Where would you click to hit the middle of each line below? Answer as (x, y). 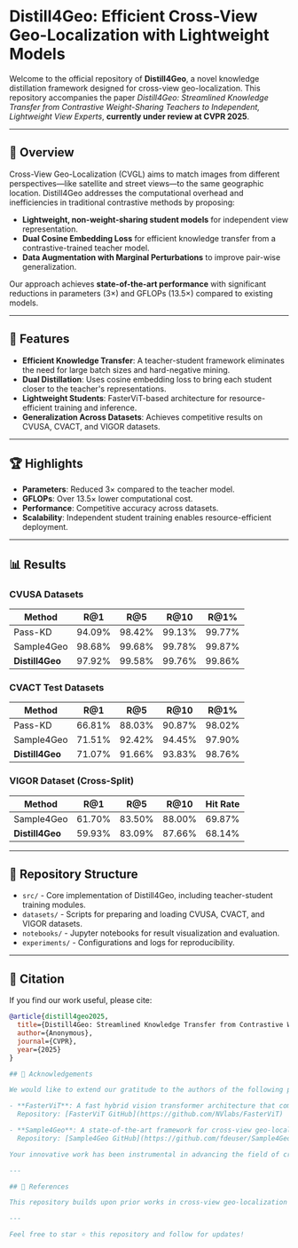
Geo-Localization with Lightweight (139, 35)
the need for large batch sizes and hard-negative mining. (126, 369)
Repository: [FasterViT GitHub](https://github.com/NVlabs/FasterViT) (150, 1114)
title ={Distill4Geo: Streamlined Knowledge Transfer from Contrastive (150, 1025)
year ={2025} (39, 1049)
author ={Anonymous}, (55, 1033)
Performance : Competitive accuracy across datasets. (120, 509)
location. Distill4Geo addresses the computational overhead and (126, 193)
